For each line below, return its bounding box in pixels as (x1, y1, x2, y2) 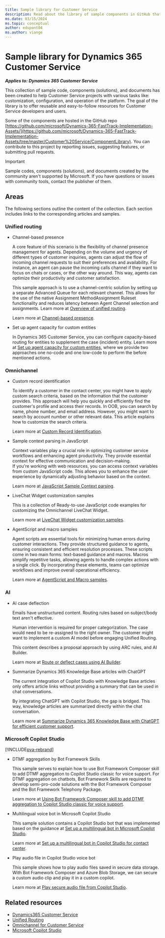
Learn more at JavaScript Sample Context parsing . (12, 483, 115, 489)
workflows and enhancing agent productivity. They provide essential (12, 453, 151, 459)
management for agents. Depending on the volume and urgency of (12, 249, 147, 255)
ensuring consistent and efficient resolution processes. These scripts (12, 546, 153, 552)
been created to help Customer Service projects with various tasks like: (5, 92, 150, 98)
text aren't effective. (12, 615, 54, 621)
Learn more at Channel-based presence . (12, 315, 95, 321)
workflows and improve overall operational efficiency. (12, 567, 121, 573)
